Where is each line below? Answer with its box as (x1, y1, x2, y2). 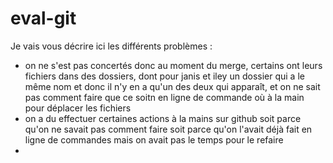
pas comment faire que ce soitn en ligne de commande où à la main (24, 91, 305, 103)
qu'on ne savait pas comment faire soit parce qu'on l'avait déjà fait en (24, 123, 313, 135)
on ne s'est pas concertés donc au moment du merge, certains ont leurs (24, 59, 323, 71)
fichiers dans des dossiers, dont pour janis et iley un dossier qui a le (24, 70, 305, 82)
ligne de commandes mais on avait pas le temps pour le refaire (24, 133, 284, 146)
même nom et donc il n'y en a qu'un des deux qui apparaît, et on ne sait (24, 80, 321, 92)
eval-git (10, 7, 77, 30)
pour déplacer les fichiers (24, 102, 132, 114)
